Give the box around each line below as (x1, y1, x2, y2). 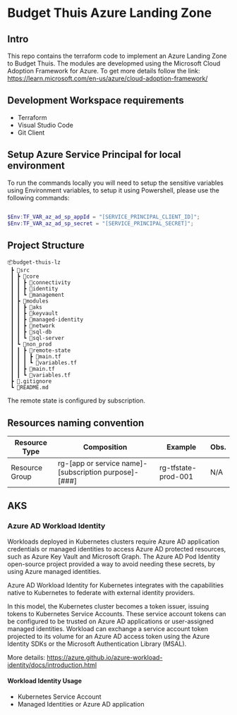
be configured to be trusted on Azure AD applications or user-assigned (7, 617, 214, 625)
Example (166, 442, 197, 452)
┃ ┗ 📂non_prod (10, 341, 52, 348)
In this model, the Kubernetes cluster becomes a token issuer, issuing (7, 601, 209, 611)
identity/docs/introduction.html (7, 661, 97, 669)
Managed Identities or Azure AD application (17, 699, 145, 708)
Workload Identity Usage (7, 677, 83, 685)
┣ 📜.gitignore (10, 378, 52, 385)
